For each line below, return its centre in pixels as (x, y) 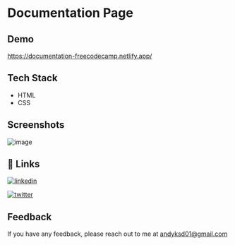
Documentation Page (71, 13)
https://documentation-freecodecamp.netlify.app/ (80, 56)
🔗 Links (24, 164)
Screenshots (36, 125)
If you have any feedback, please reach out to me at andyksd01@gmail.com (117, 234)
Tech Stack (32, 78)
